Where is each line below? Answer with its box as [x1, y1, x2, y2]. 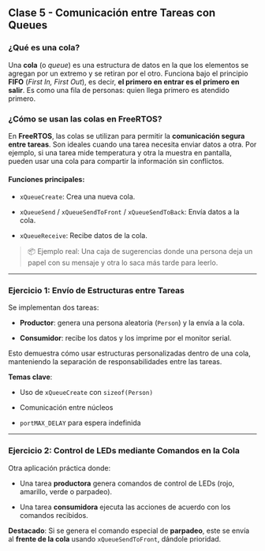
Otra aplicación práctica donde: [8, 463, 111, 472]
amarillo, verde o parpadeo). [19, 486, 113, 496]
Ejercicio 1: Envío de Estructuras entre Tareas [8, 285, 185, 296]
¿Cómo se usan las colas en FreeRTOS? [8, 114, 162, 125]
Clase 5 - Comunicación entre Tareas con [8, 6, 216, 20]
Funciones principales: [8, 174, 85, 184]
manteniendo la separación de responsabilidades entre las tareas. [8, 357, 222, 367]
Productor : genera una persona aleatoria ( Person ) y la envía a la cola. [19, 318, 245, 328]
